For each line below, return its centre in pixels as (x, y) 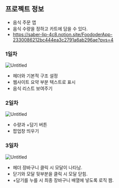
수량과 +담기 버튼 (30, 125)
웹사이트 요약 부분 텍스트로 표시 (44, 82)
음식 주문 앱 (25, 22)
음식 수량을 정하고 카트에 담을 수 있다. (50, 28)
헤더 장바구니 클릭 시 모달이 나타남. (47, 167)
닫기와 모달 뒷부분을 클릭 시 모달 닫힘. (50, 174)
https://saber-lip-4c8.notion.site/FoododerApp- (63, 34)
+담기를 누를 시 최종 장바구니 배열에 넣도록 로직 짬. (63, 180)
